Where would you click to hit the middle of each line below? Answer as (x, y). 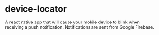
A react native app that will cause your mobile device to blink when (73, 22)
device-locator (36, 9)
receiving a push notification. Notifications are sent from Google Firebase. (79, 27)
